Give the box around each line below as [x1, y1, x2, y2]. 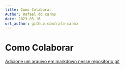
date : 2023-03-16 [5, 16, 41, 21]
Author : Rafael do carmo [5, 12, 56, 17]
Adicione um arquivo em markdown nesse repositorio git [5, 59, 120, 65]
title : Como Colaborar [5, 7, 52, 12]
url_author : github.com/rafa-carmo [5, 21, 78, 26]
